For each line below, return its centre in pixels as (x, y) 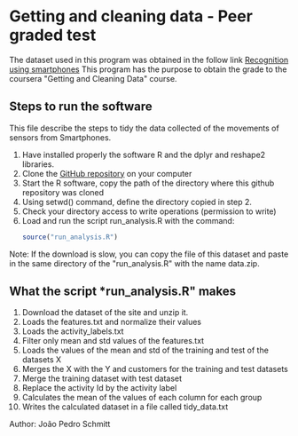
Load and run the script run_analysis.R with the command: (128, 220)
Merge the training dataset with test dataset (102, 378)
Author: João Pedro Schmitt (60, 424)
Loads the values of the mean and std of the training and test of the (145, 350)
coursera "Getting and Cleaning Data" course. (93, 78)
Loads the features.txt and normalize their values (112, 322)
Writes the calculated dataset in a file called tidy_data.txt (125, 407)
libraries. (38, 164)
